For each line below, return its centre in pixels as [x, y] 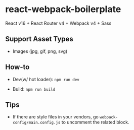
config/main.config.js [36, 123]
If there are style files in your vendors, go [55, 117]
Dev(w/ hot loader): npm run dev [46, 79]
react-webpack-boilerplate [63, 9]
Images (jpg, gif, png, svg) [40, 51]
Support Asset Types [39, 39]
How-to [17, 67]
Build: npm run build [34, 89]
